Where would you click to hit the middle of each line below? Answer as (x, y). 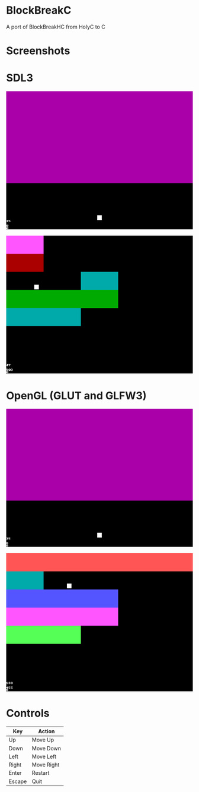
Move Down (46, 748)
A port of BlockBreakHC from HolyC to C (56, 27)
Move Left (44, 756)
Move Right (46, 765)
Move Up (43, 740)
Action (46, 731)
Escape (18, 781)
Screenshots (38, 51)
